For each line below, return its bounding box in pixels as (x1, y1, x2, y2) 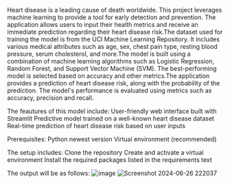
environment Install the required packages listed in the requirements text (7, 156, 213, 164)
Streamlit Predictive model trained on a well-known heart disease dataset (7, 114, 215, 123)
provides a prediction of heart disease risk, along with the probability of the (7, 79, 220, 87)
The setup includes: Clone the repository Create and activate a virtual (7, 148, 204, 156)
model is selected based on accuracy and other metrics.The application (7, 72, 210, 80)
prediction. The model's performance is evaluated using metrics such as (7, 86, 212, 94)
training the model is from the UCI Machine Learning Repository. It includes (7, 35, 220, 43)
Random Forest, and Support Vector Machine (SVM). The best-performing (7, 65, 217, 72)
